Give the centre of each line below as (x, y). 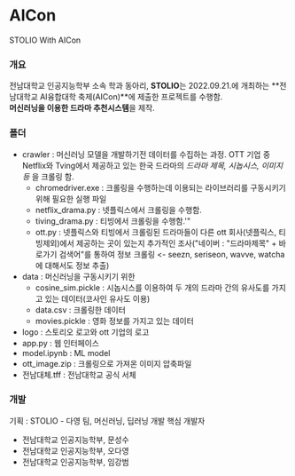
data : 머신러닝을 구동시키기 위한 (78, 276)
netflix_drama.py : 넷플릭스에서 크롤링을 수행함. (118, 210)
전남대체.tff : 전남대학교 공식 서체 (79, 375)
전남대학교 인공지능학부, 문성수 (76, 440)
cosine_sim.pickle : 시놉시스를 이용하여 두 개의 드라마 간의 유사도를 (152, 287)
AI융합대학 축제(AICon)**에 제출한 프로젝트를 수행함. (131, 97)
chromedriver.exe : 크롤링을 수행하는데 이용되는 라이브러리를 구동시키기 (160, 187)
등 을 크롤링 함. (48, 176)
